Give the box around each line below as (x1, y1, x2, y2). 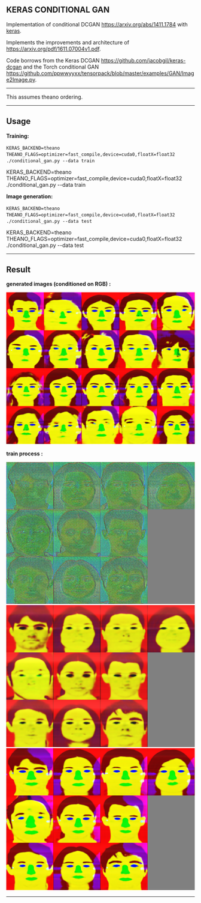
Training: (6, 132, 29, 139)
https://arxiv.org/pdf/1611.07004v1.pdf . (6, 45, 101, 52)
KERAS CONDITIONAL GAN (6, 5, 109, 15)
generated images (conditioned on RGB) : (6, 281, 111, 288)
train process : (6, 450, 43, 457)
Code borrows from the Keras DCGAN (6, 56, 100, 64)
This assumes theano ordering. (6, 93, 83, 100)
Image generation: (6, 192, 53, 200)
